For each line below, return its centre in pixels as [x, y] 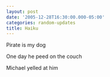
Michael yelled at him [32, 68]
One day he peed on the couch [44, 56]
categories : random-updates [41, 23]
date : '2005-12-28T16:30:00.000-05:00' [56, 17]
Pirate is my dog [26, 45]
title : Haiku [22, 28]
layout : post [22, 12]
